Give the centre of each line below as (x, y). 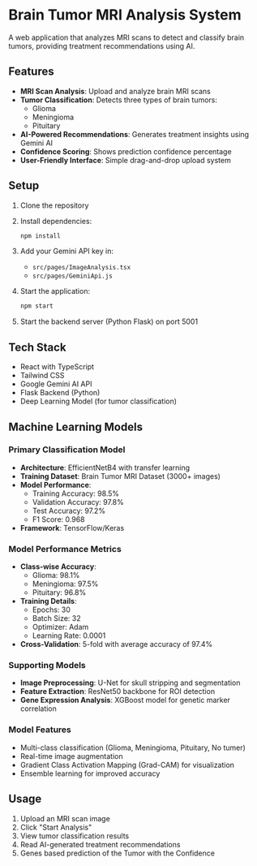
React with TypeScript (57, 367)
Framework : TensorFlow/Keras (72, 528)
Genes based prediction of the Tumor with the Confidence (117, 853)
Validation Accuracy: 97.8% (78, 502)
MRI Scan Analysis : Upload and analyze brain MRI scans (115, 91)
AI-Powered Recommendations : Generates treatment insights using (135, 134)
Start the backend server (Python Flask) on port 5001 (109, 321)
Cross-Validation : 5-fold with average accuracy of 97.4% (116, 644)
